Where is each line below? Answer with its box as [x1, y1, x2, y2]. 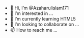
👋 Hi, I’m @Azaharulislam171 [10, 5, 69, 11]
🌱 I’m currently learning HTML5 [10, 16, 76, 22]
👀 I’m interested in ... [10, 10, 53, 16]
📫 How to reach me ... [10, 27, 58, 33]
